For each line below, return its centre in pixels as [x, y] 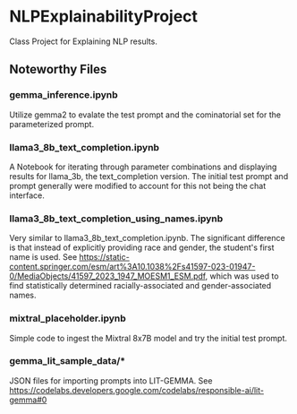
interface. [27, 195]
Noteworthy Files [58, 69]
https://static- [104, 257]
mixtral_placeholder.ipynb [68, 318]
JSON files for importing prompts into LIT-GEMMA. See [111, 380]
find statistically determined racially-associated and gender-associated [140, 286]
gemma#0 [28, 400]
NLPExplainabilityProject [104, 17]
